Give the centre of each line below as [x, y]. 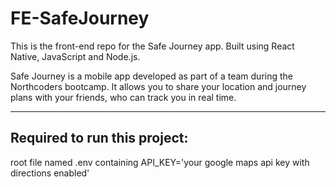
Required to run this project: [99, 138]
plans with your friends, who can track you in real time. [123, 97]
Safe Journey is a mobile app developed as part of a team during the [151, 76]
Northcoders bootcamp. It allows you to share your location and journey [158, 86]
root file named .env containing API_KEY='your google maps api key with [160, 162]
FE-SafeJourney [80, 18]
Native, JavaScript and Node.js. [75, 56]
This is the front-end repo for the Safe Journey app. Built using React [152, 46]
